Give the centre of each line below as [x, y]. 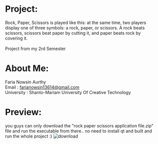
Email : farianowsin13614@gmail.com [42, 87]
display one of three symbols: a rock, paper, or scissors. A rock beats [75, 27]
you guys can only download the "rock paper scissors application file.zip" [79, 125]
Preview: [23, 112]
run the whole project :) [29, 136]
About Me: [27, 68]
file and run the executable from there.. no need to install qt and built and [79, 131]
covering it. [16, 38]
